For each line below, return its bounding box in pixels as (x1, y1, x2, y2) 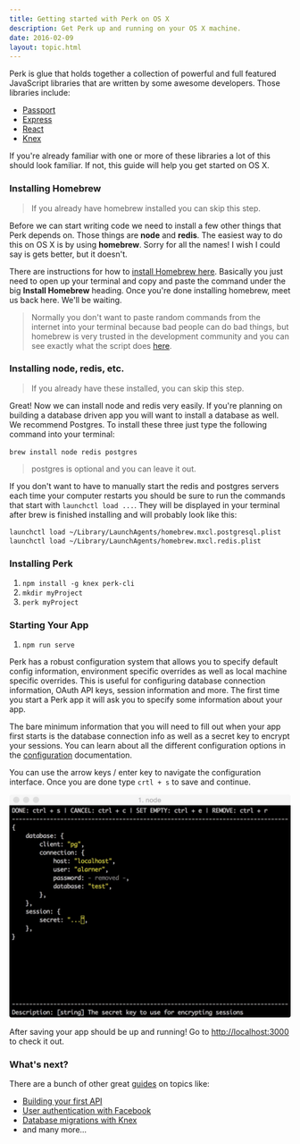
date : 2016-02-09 (9, 33, 74, 42)
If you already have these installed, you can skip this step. (30, 383, 245, 394)
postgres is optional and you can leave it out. (30, 463, 196, 474)
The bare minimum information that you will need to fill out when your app (9, 721, 281, 733)
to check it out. (9, 1036, 65, 1047)
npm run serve (21, 640, 75, 650)
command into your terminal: (9, 428, 115, 439)
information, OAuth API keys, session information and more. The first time (9, 685, 280, 696)
